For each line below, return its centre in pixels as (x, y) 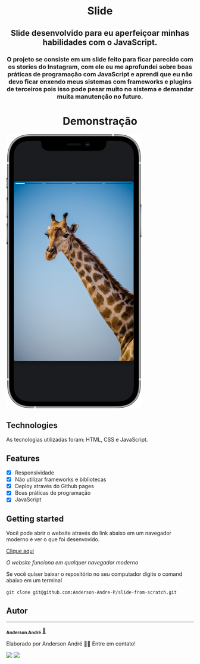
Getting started (35, 519)
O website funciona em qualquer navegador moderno (72, 563)
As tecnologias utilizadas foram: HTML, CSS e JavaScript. (77, 440)
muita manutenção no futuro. (100, 97)
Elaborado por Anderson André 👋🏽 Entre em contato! (71, 643)
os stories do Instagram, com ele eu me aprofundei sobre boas (100, 67)
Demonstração (100, 121)
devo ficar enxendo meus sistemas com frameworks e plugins (100, 82)
